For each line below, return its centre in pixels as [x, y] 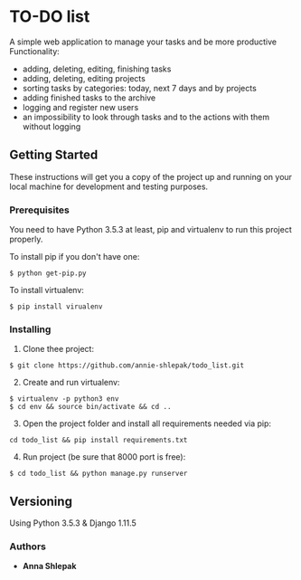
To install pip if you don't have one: [75, 257]
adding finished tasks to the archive [89, 98]
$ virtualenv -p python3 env [64, 399]
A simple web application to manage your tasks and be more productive [143, 42]
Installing [30, 329]
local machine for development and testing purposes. [109, 186]
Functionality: [35, 51]
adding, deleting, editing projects [84, 78]
